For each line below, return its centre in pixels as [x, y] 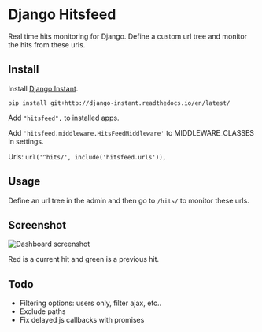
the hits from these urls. [47, 44]
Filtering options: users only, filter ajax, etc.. [90, 303]
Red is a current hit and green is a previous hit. [84, 259]
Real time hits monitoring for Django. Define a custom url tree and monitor [128, 36]
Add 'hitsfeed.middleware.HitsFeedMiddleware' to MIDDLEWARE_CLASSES [131, 132]
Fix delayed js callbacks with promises [82, 320]
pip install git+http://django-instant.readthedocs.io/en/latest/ [119, 103]
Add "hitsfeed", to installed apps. [64, 118]
